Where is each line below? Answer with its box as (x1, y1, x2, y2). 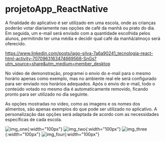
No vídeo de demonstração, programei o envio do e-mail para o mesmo (5, 70, 151, 76)
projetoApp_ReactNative (5, 3, 108, 15)
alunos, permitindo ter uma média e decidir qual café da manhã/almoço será (5, 35, 161, 41)
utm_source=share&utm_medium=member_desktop (5, 61, 111, 67)
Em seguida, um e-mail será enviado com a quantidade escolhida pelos (5, 30, 151, 36)
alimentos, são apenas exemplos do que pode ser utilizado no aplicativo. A (5, 106, 157, 112)
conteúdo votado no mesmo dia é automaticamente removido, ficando (5, 86, 148, 92)
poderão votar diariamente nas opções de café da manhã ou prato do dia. (5, 25, 156, 31)
